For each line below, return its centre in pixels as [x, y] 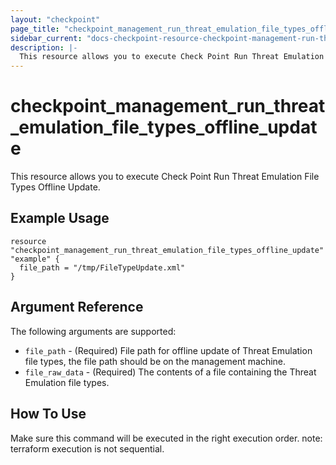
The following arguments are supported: [93, 331]
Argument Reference [77, 307]
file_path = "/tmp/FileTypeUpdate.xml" [102, 267]
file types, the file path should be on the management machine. [155, 361]
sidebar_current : [46, 38]
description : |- [44, 47]
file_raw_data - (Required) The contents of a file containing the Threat [170, 372]
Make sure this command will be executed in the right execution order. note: [166, 438]
